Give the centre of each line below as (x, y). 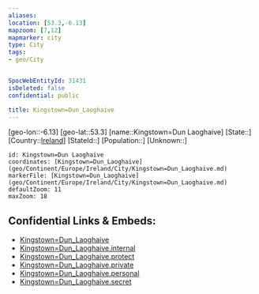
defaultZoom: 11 (35, 190)
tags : (17, 52)
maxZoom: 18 (28, 197)
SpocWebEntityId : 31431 (47, 81)
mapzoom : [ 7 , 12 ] (35, 30)
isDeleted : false (37, 88)
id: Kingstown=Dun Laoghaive (56, 155)
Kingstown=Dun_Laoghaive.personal (79, 273)
